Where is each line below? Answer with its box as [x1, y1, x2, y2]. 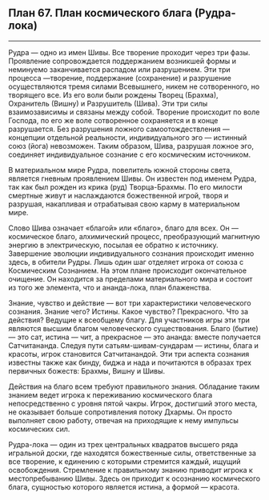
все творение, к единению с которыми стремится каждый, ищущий [8, 456, 242, 466]
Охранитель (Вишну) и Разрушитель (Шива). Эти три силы [8, 98, 208, 108]
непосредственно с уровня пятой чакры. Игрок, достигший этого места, [8, 398, 258, 408]
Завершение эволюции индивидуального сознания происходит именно [8, 248, 255, 258]
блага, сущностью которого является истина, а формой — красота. [8, 482, 240, 491]
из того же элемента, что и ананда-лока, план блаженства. [8, 282, 212, 292]
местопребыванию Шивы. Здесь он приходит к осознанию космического [8, 474, 261, 483]
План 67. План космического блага [8, 6, 192, 20]
